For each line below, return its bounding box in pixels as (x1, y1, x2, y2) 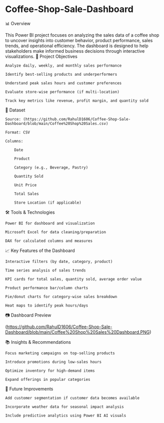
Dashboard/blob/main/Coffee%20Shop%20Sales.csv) (5, 121, 108, 126)
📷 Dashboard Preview (5, 312, 51, 318)
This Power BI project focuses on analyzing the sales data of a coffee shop (5, 32, 159, 38)
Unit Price (14, 182, 37, 188)
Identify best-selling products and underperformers (5, 72, 117, 77)
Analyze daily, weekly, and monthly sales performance (5, 63, 122, 68)
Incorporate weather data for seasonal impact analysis (5, 404, 124, 409)
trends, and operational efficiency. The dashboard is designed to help (5, 43, 148, 49)
